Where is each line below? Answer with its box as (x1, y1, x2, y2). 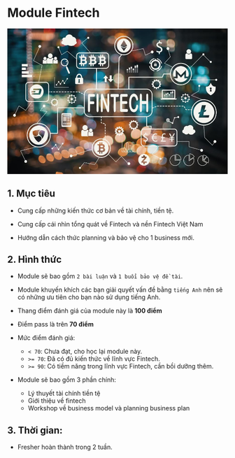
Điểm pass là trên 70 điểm (17, 320, 94, 329)
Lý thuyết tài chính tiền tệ (27, 389, 101, 398)
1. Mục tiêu (7, 187, 56, 200)
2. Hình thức (7, 253, 62, 265)
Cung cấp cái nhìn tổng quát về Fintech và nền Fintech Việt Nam (17, 220, 204, 228)
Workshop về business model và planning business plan (27, 404, 190, 413)
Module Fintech (7, 5, 100, 21)
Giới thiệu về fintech (27, 396, 86, 405)
